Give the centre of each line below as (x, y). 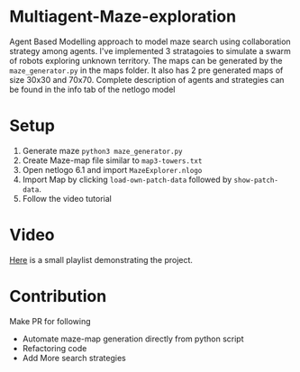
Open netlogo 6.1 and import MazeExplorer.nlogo (112, 169)
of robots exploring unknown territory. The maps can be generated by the (146, 60)
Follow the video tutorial (67, 198)
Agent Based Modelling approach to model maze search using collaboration (150, 41)
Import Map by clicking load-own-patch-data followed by (127, 179)
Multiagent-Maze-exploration (123, 17)
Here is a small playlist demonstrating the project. (101, 259)
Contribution (58, 296)
